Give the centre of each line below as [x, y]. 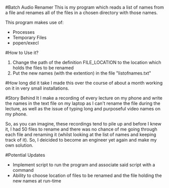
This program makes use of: [35, 22]
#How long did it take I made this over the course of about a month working [84, 83]
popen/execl [26, 43]
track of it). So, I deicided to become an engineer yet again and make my [81, 140]
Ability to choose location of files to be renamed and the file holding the [87, 175]
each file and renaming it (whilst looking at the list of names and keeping [81, 135]
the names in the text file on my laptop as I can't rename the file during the [83, 103]
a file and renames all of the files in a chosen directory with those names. [81, 13]
